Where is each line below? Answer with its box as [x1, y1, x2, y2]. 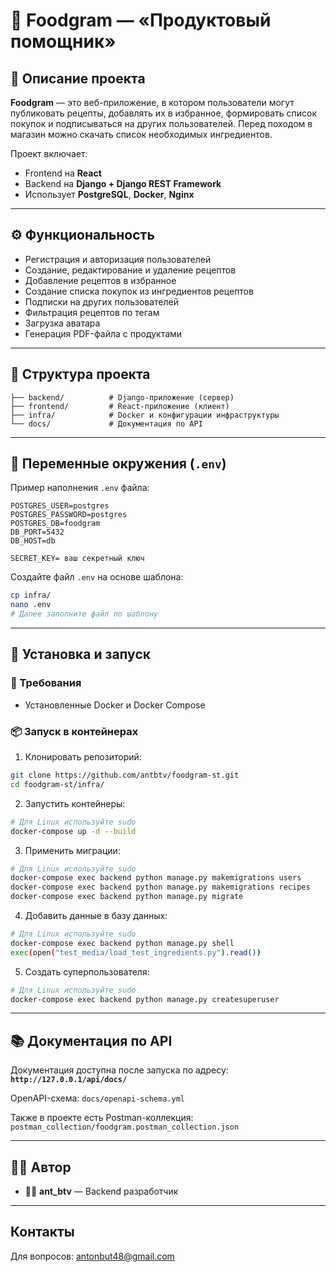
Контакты [10, 1224, 75, 1241]
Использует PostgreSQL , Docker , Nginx [24, 189, 195, 200]
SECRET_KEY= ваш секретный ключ [10, 554, 145, 564]
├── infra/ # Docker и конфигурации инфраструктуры [10, 410, 280, 420]
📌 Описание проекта [10, 70, 146, 87]
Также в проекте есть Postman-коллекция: [10, 1112, 194, 1124]
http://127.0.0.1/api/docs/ [10, 1075, 128, 1085]
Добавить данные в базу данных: [24, 910, 168, 922]
